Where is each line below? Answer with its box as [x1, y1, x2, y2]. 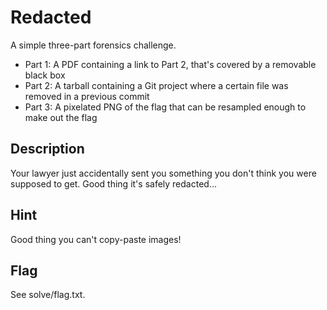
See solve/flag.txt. [10, 289, 86, 301]
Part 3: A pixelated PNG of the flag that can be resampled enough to [24, 101, 307, 113]
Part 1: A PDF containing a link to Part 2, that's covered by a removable [24, 58, 317, 70]
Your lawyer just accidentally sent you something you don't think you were [10, 167, 317, 179]
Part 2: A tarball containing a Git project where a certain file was [24, 79, 289, 91]
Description [10, 141, 85, 158]
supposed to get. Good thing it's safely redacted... [10, 177, 217, 190]
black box [24, 69, 66, 81]
